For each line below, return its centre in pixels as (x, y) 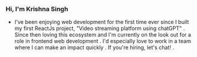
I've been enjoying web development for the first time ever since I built (102, 22)
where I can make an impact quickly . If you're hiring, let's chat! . (94, 47)
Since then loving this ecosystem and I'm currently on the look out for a (103, 35)
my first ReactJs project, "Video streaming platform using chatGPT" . (100, 28)
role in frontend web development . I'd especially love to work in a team (103, 41)
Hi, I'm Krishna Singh (37, 9)
